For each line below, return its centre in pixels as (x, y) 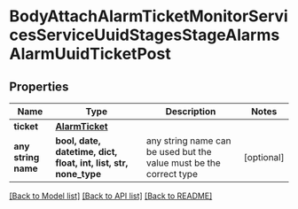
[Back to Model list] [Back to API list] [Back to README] (111, 196)
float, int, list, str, (92, 163)
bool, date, (78, 141)
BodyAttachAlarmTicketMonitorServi (149, 16)
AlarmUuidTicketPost (90, 54)
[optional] (264, 157)
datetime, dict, (86, 152)
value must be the (184, 163)
